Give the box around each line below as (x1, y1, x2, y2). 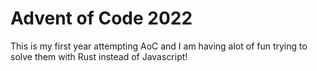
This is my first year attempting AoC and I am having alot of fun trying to (10, 40, 308, 52)
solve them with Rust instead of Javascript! (10, 50, 188, 62)
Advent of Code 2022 (10, 7, 193, 30)
